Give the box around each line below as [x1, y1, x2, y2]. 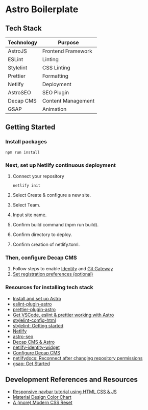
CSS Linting [42, 64, 70, 71]
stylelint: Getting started [12, 322, 64, 328]
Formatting [42, 72, 69, 80]
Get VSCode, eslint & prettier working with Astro [12, 312, 114, 318]
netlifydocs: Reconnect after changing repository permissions [12, 355, 143, 361]
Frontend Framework [42, 47, 93, 55]
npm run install [5, 149, 40, 155]
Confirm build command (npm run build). [12, 221, 98, 227]
